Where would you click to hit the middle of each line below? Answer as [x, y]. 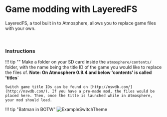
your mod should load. [29, 100]
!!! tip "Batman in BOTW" [30, 109]
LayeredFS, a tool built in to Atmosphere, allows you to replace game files [81, 23]
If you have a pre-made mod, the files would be [103, 91]
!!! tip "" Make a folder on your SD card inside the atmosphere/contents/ [79, 62]
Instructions [20, 51]
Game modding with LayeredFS [71, 9]
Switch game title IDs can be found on [47, 87]
